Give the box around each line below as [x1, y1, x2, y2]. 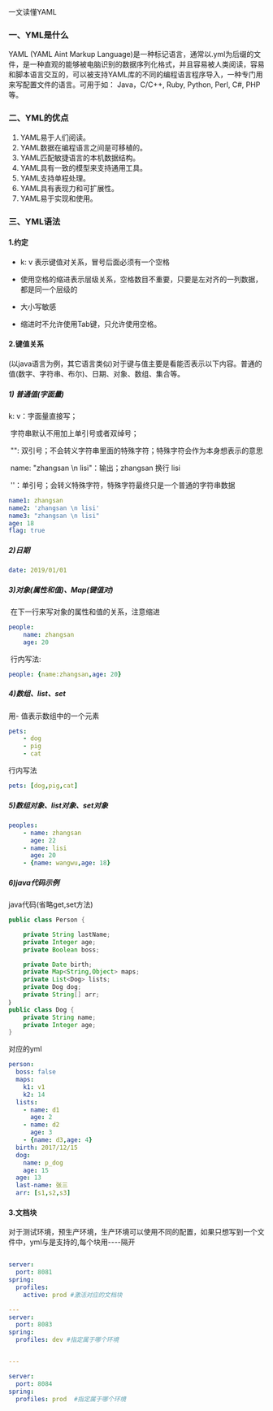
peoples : [8, 821, 38, 830]
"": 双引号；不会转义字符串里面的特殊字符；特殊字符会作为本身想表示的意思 [10, 446, 263, 455]
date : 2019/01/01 [8, 566, 67, 575]
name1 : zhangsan [8, 496, 63, 504]
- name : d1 [23, 1105, 60, 1114]
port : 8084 [15, 1379, 53, 1388]
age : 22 [29, 836, 57, 844]
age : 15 [23, 1166, 49, 1174]
